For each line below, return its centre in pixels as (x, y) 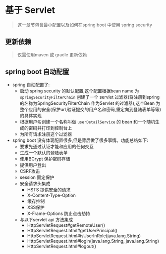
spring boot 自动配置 (37, 72)
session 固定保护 (37, 177)
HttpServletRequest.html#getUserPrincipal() (72, 230)
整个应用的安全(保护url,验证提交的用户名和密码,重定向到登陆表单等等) (90, 109)
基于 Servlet (30, 10)
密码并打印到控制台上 (50, 128)
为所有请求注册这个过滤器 (46, 134)
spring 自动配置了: (31, 85)
